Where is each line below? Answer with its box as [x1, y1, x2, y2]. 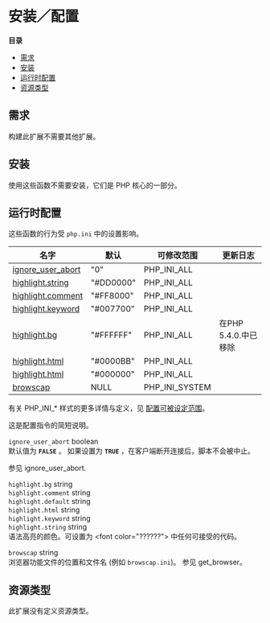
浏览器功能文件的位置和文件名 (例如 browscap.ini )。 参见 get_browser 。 [8, 557, 247, 567]
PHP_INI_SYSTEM [143, 382, 211, 393]
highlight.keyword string [8, 514, 91, 523]
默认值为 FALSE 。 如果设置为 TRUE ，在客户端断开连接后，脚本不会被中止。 [8, 446, 256, 456]
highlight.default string [8, 497, 91, 506]
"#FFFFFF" [90, 329, 133, 340]
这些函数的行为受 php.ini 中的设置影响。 [8, 229, 143, 238]
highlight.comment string [8, 488, 91, 497]
